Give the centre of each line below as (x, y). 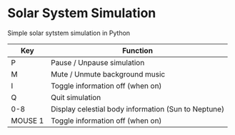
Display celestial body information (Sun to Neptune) (138, 109)
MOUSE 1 (27, 121)
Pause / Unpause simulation (98, 62)
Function (138, 50)
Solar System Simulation (82, 13)
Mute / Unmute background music (108, 74)
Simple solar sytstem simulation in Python (69, 33)
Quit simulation (76, 97)
